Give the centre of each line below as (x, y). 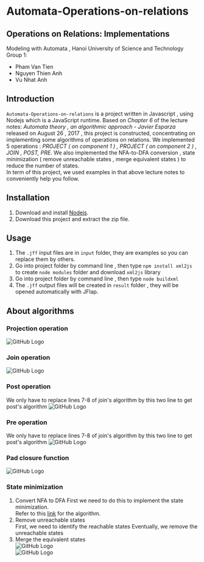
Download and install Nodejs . (52, 213)
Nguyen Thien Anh (39, 73)
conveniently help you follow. (43, 178)
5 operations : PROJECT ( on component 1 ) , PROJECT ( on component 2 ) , (102, 146)
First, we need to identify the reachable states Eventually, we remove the (106, 526)
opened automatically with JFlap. (57, 292)
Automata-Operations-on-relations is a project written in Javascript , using (100, 114)
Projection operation (37, 328)
